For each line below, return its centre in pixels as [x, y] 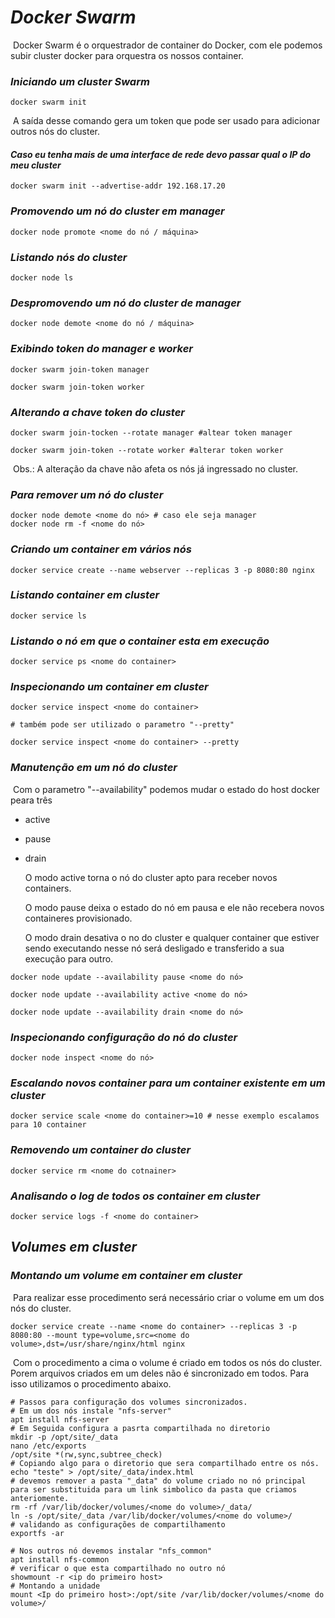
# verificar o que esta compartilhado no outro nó [118, 1568]
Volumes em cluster [74, 1247]
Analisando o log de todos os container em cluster [135, 1196]
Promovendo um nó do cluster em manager [117, 211]
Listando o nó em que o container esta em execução [140, 641]
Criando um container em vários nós [101, 549]
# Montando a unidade [55, 1586]
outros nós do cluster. [55, 132]
